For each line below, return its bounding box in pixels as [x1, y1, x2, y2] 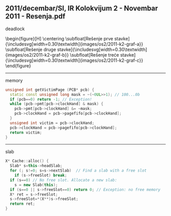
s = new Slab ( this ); [14, 182, 58, 187]
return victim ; [10, 130, 42, 135]
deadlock [5, 26, 25, 32]
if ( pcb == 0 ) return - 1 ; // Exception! [10, 97, 93, 102]
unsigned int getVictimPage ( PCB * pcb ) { [5, 87, 95, 92]
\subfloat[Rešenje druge [5, 46, 56, 53]
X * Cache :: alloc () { [5, 158, 49, 164]
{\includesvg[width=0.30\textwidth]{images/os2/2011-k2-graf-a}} [5, 41, 144, 47]
